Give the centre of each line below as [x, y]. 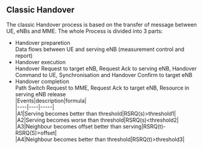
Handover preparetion [43, 42]
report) [24, 55]
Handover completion [42, 81]
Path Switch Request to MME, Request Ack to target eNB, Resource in [102, 88]
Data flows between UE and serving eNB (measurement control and [100, 49]
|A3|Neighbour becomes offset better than [68, 126]
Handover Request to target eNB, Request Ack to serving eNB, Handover [106, 68]
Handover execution [40, 62]
